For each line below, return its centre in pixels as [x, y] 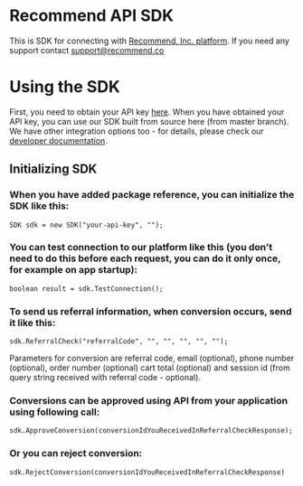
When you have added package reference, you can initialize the [152, 195]
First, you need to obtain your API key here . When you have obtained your [147, 112]
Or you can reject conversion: [76, 453]
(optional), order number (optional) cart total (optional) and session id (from [150, 368]
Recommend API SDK [92, 16]
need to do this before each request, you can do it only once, [145, 258]
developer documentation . [59, 140]
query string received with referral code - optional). [105, 378]
